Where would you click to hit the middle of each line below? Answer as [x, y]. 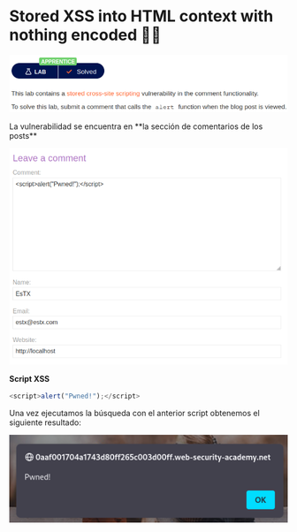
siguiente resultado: [45, 422]
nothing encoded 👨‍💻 [85, 35]
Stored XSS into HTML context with [141, 16]
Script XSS [30, 378]
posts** [23, 136]
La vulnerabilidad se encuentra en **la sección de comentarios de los [136, 126]
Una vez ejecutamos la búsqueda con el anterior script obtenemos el [135, 413]
